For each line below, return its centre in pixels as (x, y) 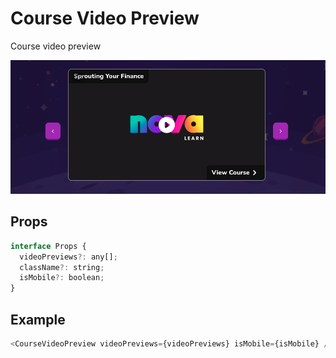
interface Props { (48, 246)
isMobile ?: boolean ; (62, 278)
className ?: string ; (62, 267)
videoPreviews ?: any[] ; (68, 257)
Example (38, 319)
